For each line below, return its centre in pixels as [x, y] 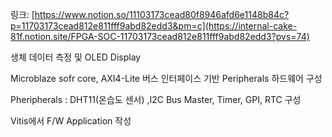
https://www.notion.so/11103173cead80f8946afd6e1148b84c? [162, 14]
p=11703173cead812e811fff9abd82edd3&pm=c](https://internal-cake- [154, 26]
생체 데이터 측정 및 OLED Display [76, 57]
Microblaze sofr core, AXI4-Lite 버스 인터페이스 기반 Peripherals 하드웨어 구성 [166, 78]
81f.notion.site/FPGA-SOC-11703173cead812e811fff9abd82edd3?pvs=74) [160, 36]
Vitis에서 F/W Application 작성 [71, 121]
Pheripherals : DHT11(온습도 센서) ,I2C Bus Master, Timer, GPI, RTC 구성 [156, 99]
